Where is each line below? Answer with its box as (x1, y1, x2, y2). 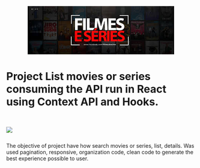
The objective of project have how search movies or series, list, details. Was (6, 142, 195, 149)
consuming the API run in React (6, 83, 167, 96)
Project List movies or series (6, 70, 151, 83)
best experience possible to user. (6, 155, 89, 162)
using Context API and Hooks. (6, 95, 159, 109)
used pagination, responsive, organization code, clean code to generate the (6, 149, 194, 156)
